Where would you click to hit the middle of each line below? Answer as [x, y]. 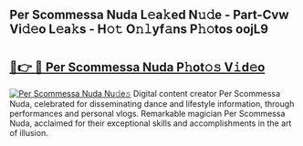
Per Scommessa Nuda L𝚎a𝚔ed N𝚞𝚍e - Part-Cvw [149, 15]
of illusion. [29, 133]
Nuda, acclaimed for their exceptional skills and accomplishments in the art [151, 123]
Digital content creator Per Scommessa [207, 94]
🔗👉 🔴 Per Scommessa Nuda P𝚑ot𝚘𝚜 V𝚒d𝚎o [137, 67]
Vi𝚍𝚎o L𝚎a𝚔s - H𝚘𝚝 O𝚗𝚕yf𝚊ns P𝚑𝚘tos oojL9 [139, 30]
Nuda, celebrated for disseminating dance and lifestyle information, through [152, 104]
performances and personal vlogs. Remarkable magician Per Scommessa [147, 114]
